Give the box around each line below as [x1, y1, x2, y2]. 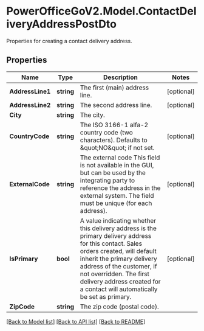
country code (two [80, 128, 134, 136]
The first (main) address [80, 83, 149, 92]
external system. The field [80, 191, 154, 200]
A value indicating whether [80, 216, 157, 225]
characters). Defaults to [80, 136, 148, 144]
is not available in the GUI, [80, 161, 154, 169]
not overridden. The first [80, 270, 150, 278]
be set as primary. [80, 292, 132, 301]
